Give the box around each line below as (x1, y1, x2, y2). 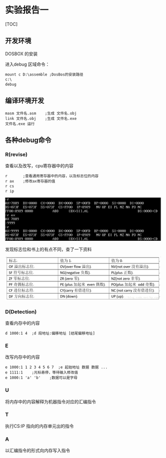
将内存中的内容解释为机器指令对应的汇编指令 (5, 398, 96, 405)
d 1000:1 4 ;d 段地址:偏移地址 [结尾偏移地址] (5, 331, 95, 336)
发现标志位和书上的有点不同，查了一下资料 (5, 246, 92, 252)
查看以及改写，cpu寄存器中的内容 (5, 163, 74, 169)
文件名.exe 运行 (5, 121, 35, 126)
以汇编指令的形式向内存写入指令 (5, 448, 70, 454)
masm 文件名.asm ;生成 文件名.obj (5, 111, 77, 116)
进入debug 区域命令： (5, 61, 50, 67)
